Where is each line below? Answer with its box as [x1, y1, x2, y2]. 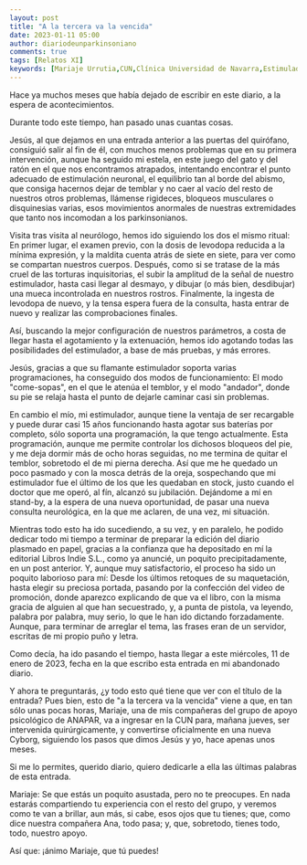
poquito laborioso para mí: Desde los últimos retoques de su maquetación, [9, 572, 291, 583]
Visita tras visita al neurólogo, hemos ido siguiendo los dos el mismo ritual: [9, 229, 291, 240]
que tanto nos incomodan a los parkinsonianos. [9, 212, 188, 223]
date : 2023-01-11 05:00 [9, 30, 101, 39]
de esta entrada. [9, 771, 71, 782]
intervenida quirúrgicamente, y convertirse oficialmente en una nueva [9, 723, 271, 735]
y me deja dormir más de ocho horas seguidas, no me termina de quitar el [9, 448, 288, 459]
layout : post [9, 13, 59, 23]
